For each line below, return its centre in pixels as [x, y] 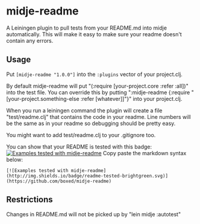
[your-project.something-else [43, 98]
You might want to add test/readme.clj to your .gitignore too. [81, 135]
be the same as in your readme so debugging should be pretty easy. [91, 123]
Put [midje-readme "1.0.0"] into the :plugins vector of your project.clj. [94, 74]
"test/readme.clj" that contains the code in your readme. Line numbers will [98, 117]
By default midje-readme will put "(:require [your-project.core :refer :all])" [97, 86]
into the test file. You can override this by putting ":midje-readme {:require [98, 92]
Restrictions [30, 200]
